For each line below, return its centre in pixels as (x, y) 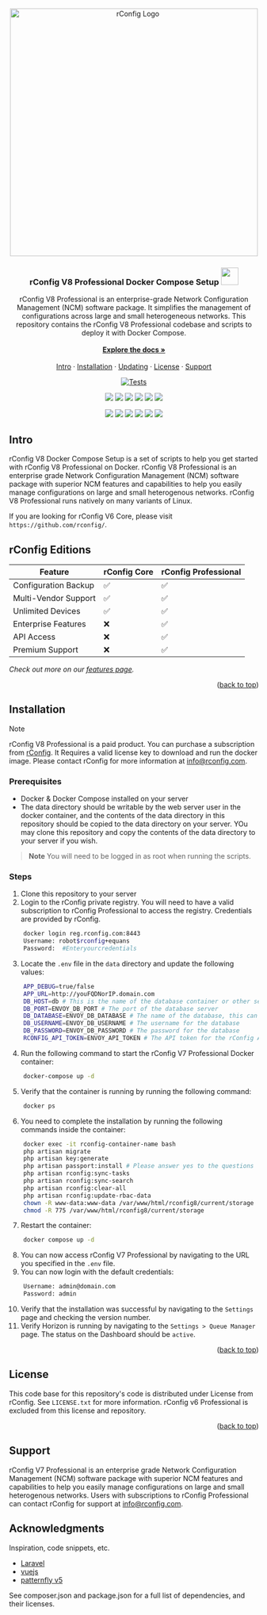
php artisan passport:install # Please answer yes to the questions (139, 1166)
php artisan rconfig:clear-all (75, 1188)
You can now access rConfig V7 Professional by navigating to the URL (135, 1255)
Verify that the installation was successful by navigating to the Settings (137, 1309)
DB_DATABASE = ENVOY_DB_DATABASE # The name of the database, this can (141, 1016)
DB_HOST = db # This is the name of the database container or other (137, 1001)
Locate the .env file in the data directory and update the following (127, 963)
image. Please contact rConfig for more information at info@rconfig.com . (128, 760)
